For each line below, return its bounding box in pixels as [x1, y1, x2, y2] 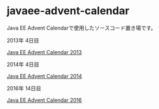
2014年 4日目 [7, 61, 40, 68]
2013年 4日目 [7, 37, 39, 44]
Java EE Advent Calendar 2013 [7, 48, 82, 55]
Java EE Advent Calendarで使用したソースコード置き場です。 [7, 24, 157, 31]
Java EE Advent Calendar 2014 [7, 72, 82, 80]
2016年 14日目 [7, 84, 42, 92]
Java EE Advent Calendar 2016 [7, 96, 82, 104]
